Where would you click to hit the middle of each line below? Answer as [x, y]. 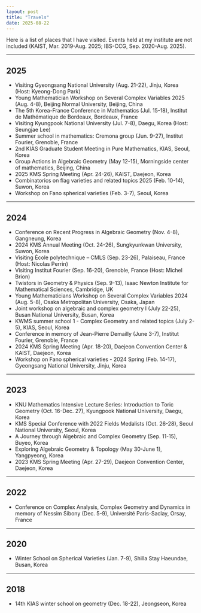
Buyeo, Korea [31, 442]
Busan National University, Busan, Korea [65, 315]
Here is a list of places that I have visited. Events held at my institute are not [99, 40]
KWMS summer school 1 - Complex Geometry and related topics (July [101, 321]
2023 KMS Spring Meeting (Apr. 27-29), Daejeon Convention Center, [99, 462]
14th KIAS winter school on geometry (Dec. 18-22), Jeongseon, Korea [100, 604]
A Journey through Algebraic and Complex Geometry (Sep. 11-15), [96, 436]
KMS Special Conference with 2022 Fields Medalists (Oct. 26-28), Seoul [104, 423]
